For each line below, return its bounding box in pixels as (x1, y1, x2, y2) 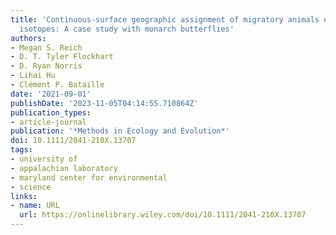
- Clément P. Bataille (10, 80, 105, 90)
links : (10, 191, 38, 201)
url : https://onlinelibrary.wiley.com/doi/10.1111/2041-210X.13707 (19, 210, 307, 220)
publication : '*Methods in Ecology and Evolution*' (10, 126, 230, 136)
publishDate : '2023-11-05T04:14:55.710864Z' (10, 98, 199, 108)
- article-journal (10, 117, 87, 127)
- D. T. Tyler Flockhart (10, 52, 114, 62)
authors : (10, 33, 47, 43)
